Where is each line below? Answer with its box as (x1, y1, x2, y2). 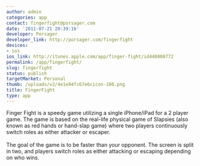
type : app (6, 93, 31, 99)
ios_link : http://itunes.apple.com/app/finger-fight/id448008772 (6, 54, 173, 60)
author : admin (6, 8, 42, 15)
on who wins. (6, 154, 40, 161)
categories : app (6, 14, 47, 20)
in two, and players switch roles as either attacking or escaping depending (6, 147, 192, 155)
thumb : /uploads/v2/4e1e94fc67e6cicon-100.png (6, 82, 125, 88)
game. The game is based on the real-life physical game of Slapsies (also (6, 115, 189, 123)
